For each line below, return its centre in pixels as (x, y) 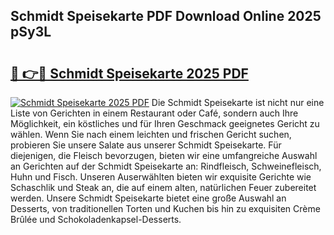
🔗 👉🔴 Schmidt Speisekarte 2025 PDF (129, 73)
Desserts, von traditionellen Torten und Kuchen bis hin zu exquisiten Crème (165, 208)
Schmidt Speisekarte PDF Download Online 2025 (166, 16)
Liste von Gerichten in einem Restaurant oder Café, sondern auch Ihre (154, 113)
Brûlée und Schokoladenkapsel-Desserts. (96, 219)
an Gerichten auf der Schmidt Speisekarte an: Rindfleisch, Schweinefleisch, (166, 166)
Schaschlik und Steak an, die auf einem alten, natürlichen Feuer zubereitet (163, 187)
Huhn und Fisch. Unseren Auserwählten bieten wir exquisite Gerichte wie (161, 177)
